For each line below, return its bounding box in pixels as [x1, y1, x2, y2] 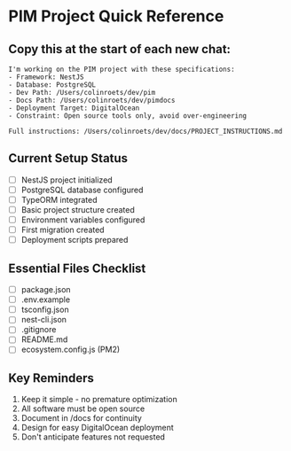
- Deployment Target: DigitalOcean [8, 104, 140, 113]
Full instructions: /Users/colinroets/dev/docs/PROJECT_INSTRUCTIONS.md [8, 127, 283, 136]
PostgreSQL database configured [20, 184, 144, 195]
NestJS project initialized [20, 175, 113, 185]
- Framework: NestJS [8, 73, 85, 82]
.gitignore [20, 324, 57, 335]
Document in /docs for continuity [20, 413, 143, 424]
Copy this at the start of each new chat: [8, 42, 232, 57]
